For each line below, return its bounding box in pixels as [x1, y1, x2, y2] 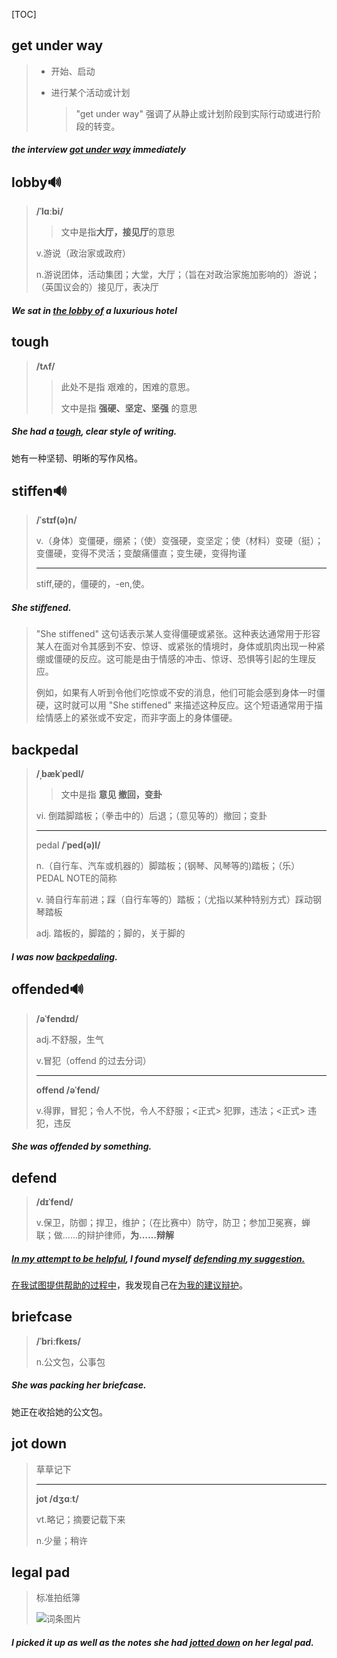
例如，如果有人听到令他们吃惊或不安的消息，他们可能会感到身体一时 [35, 687, 317, 699]
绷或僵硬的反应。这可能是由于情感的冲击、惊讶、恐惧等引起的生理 [35, 653, 308, 665]
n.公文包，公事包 [35, 1355, 106, 1368]
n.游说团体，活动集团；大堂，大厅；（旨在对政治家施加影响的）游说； [35, 269, 321, 281]
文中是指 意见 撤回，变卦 [60, 789, 163, 801]
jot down [11, 1435, 67, 1453]
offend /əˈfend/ [35, 1084, 100, 1096]
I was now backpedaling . [11, 950, 118, 963]
